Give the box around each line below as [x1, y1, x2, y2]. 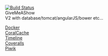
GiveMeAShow [5, 10, 35, 16]
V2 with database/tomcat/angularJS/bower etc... [5, 15, 104, 21]
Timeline [5, 35, 23, 41]
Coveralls [5, 40, 25, 46]
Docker [5, 25, 20, 30]
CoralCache [5, 30, 29, 35]
